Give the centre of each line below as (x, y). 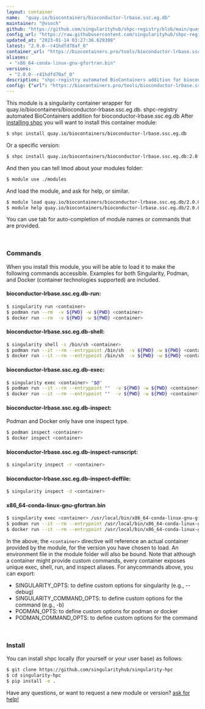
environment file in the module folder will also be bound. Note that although (101, 554)
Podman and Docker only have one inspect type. (68, 421)
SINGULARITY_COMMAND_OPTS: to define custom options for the (99, 599)
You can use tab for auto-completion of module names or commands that (99, 219)
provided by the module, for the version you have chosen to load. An (92, 548)
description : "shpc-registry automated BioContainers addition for (94, 80)
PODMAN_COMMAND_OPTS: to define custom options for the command (106, 618)
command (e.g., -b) (40, 605)
